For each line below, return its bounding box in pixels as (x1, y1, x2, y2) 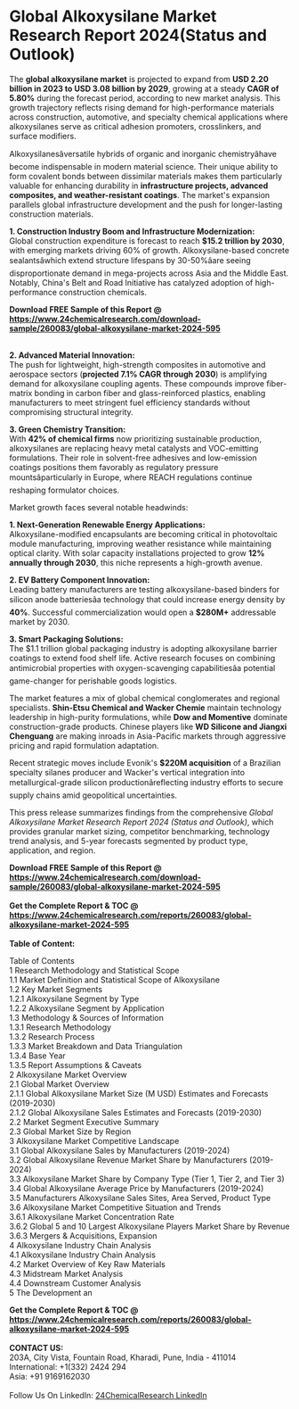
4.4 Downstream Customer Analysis (9, 1278, 141, 1289)
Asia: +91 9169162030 (9, 1371, 91, 1381)
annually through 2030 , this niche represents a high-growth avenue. (9, 557, 263, 568)
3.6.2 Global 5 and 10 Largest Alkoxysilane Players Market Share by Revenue (9, 1221, 291, 1231)
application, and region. (9, 845, 96, 856)
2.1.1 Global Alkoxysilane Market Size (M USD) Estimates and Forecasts (9, 1088, 269, 1098)
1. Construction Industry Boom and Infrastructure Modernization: (9, 226, 255, 236)
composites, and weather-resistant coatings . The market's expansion (9, 189, 271, 200)
